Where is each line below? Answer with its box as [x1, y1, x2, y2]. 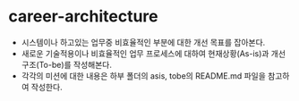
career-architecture [8, 6, 158, 27]
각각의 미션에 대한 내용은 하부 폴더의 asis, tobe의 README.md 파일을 [21, 70, 266, 81]
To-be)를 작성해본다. [38, 59, 113, 70]
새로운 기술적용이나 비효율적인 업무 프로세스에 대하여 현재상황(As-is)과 [21, 47, 269, 59]
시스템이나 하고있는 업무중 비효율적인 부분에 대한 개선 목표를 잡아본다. [21, 37, 266, 47]
